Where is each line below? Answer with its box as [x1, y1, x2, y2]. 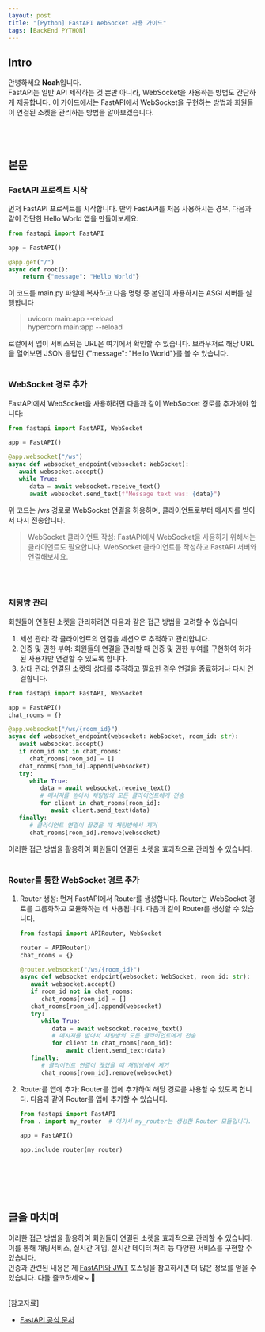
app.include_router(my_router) [19, 1146, 123, 1154]
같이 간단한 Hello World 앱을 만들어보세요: [8, 214, 139, 223]
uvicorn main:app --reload [27, 314, 114, 324]
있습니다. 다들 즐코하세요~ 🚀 [8, 1272, 96, 1282]
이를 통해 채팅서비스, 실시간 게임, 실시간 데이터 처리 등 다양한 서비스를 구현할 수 [8, 1243, 253, 1253]
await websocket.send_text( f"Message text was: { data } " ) [28, 490, 221, 498]
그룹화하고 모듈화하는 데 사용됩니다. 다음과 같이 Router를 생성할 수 [34, 903, 240, 913]
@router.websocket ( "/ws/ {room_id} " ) [19, 965, 141, 973]
